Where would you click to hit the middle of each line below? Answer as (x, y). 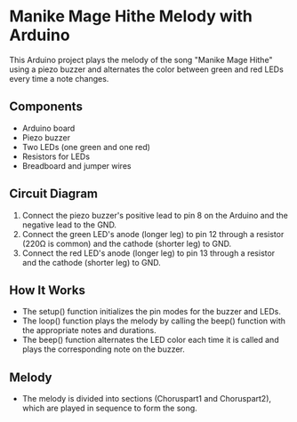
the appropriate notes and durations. (89, 330)
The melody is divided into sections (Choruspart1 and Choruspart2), (147, 399)
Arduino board (48, 128)
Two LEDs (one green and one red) (86, 147)
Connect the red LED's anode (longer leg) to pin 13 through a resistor (148, 253)
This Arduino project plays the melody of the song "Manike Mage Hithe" (141, 60)
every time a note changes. (59, 78)
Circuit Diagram (53, 194)
